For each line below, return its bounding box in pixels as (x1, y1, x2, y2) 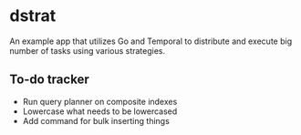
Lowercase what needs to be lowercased (22, 106, 178, 117)
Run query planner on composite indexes (22, 96, 178, 107)
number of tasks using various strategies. (9, 45, 166, 56)
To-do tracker (9, 72, 89, 88)
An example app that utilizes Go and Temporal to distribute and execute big (9, 36, 293, 47)
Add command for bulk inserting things (22, 115, 171, 126)
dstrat (9, 5, 57, 26)
